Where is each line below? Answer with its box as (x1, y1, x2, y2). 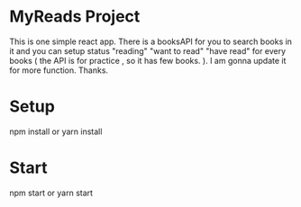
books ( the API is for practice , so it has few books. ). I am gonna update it (9, 55, 287, 66)
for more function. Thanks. (9, 65, 109, 76)
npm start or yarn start (9, 187, 93, 198)
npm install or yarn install (9, 126, 103, 137)
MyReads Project (9, 6, 141, 27)
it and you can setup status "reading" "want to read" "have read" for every (9, 45, 287, 56)
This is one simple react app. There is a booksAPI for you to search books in (9, 36, 293, 47)
